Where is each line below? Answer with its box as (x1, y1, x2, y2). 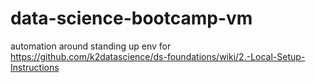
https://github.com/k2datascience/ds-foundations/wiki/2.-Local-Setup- (10, 50, 306, 62)
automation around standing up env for (10, 40, 172, 52)
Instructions (10, 61, 60, 73)
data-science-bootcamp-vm (10, 7, 253, 30)
